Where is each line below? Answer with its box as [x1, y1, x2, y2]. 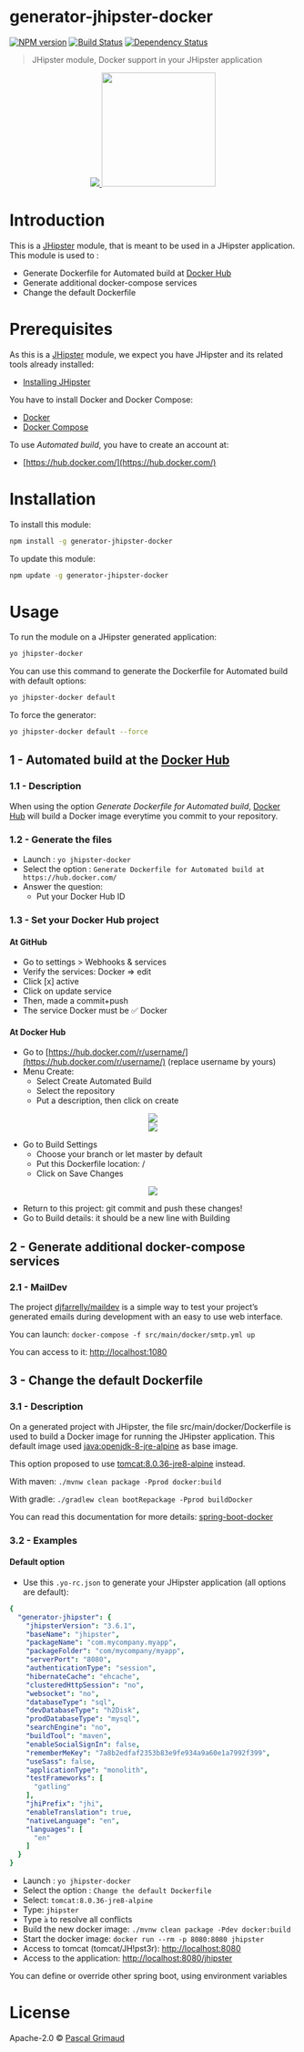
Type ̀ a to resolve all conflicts [22, 1914, 133, 1924]
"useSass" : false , [25, 1756, 96, 1766]
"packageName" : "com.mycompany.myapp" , [25, 1638, 177, 1648]
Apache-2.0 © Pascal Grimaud [9, 2032, 126, 2043]
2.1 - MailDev [9, 1280, 68, 1293]
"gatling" [33, 1782, 71, 1792]
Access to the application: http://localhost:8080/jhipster [22, 1953, 233, 1963]
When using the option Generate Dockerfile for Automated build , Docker [9, 800, 280, 811]
